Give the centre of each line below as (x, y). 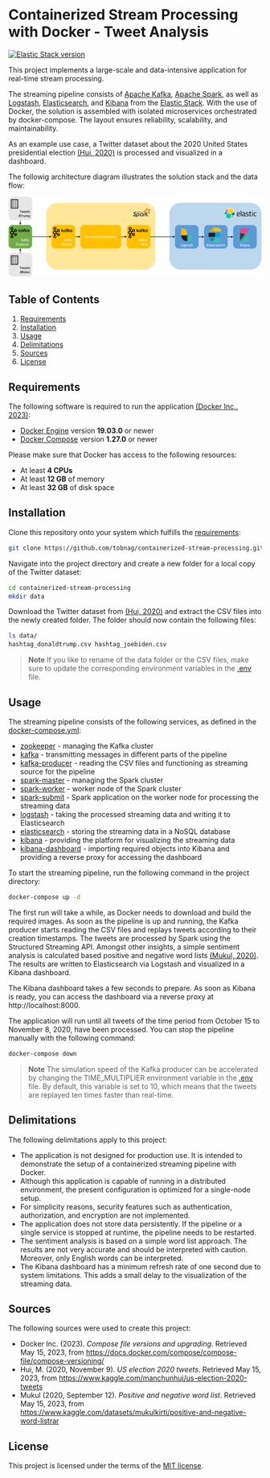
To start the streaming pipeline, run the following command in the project (129, 873)
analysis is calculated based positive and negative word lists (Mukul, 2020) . (133, 955)
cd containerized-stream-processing (70, 587)
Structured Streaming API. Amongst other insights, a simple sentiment (124, 947)
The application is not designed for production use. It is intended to (131, 1155)
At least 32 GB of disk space (67, 488)
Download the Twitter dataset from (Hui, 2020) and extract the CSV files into (135, 612)
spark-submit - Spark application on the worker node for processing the (139, 797)
